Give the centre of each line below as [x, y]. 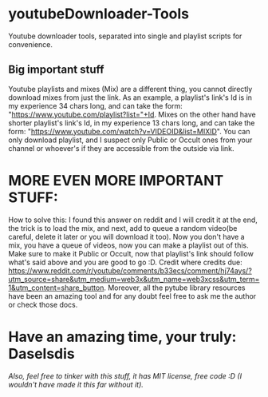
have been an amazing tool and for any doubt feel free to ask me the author [132, 296]
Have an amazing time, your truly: [122, 337]
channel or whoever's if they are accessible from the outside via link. [121, 148]
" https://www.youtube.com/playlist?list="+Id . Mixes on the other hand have [132, 114]
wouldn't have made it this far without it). [76, 384]
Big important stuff [56, 70]
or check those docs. [43, 304]
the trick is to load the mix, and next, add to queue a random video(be [123, 228]
